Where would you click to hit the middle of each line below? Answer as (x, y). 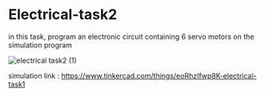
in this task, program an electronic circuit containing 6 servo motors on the (131, 36)
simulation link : (34, 75)
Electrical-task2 (63, 15)
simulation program (40, 44)
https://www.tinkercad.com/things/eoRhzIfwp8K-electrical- (159, 75)
